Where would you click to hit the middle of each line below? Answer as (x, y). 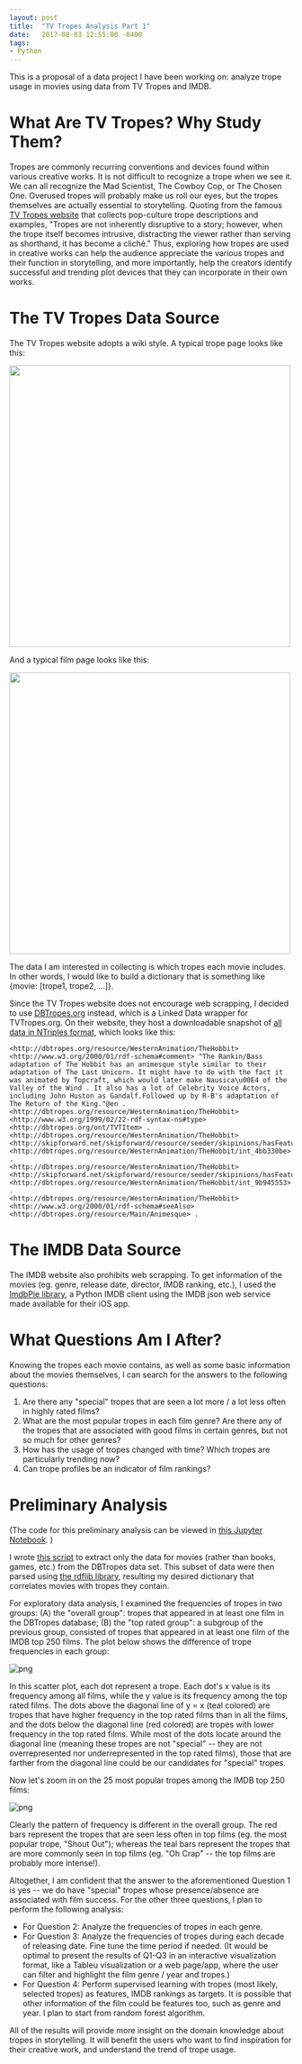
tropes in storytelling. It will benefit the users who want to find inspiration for (151, 2040)
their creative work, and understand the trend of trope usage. (123, 2049)
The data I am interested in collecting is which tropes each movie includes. (147, 967)
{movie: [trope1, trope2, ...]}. (62, 986)
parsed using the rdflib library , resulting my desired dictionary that (132, 1576)
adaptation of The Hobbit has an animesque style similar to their (138, 1064)
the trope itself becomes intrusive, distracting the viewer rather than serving (150, 234)
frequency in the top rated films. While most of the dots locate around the (145, 1734)
